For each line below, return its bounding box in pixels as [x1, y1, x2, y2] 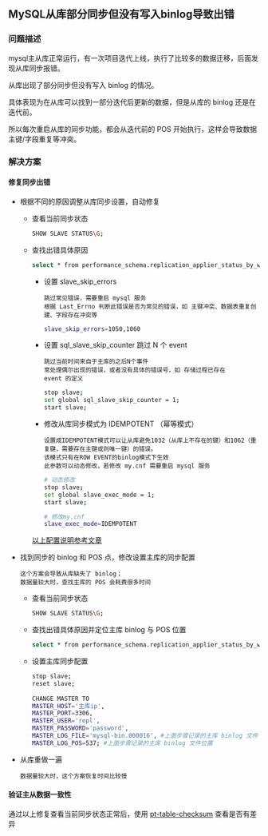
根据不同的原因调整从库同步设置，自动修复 [19, 197, 160, 206]
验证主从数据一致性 [8, 790, 72, 799]
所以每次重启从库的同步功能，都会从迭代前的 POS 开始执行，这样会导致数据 [8, 124, 258, 133]
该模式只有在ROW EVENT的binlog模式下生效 [43, 454, 169, 462]
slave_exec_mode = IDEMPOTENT [43, 520, 137, 528]
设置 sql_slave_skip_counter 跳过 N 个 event [43, 340, 187, 350]
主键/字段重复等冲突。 [8, 134, 81, 144]
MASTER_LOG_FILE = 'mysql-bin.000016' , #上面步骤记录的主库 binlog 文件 [31, 732, 258, 740]
